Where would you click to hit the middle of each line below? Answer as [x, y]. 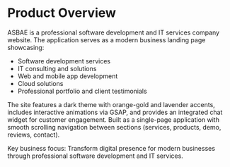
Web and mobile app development [68, 76]
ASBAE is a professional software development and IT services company [114, 32]
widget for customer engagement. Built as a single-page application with [113, 119]
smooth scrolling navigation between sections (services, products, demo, [114, 127]
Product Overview [62, 13]
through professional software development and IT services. [96, 156]
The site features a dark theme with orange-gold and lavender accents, [111, 104]
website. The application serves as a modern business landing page [107, 39]
